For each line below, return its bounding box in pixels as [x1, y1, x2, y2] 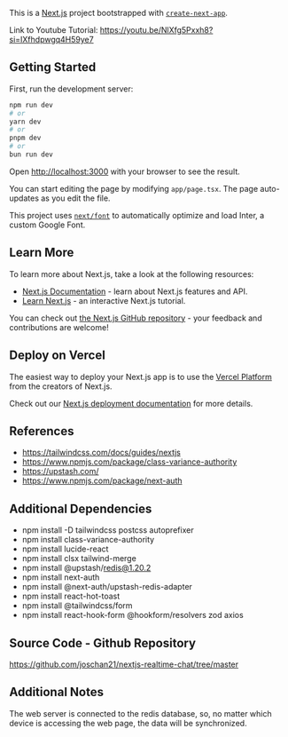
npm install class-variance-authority [21, 535, 155, 545]
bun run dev [9, 150, 53, 159]
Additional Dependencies [9, 501, 152, 516]
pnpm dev [9, 133, 42, 143]
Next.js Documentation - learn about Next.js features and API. [21, 286, 248, 297]
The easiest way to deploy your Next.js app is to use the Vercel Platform [9, 371, 273, 382]
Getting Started [9, 59, 97, 75]
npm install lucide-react [21, 543, 109, 554]
